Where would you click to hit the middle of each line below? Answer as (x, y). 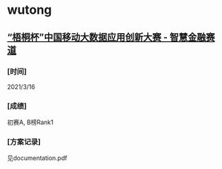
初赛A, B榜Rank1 (30, 122)
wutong (30, 10)
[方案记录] (24, 142)
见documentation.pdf (37, 158)
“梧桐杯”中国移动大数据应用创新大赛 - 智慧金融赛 (111, 37)
